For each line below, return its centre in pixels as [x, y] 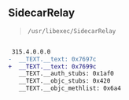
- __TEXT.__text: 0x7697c [52, 59]
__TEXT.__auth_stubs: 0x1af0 [66, 74]
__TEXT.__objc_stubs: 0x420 [64, 81]
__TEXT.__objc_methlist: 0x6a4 [70, 89]
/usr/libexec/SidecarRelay [72, 31]
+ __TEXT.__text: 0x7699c [52, 66]
